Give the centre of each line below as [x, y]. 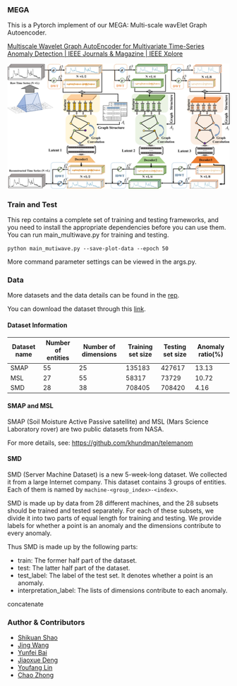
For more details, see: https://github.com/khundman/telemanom [100, 443]
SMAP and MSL [31, 405]
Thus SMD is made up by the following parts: [73, 546]
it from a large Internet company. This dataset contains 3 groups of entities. [117, 482]
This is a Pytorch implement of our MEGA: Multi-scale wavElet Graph [107, 25]
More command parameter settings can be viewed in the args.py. [102, 262]
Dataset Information [37, 325]
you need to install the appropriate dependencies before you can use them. [117, 228]
